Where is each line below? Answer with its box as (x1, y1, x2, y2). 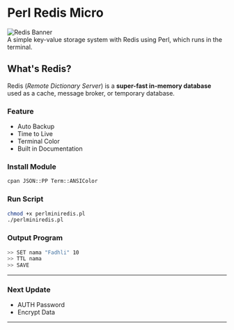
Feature (7, 106, 34, 116)
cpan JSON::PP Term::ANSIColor (7, 178, 98, 185)
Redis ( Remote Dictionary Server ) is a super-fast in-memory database (7, 82, 212, 90)
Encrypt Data (17, 308, 56, 317)
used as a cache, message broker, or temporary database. (7, 89, 175, 97)
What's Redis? (7, 63, 72, 75)
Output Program (7, 233, 63, 243)
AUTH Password (17, 301, 65, 309)
